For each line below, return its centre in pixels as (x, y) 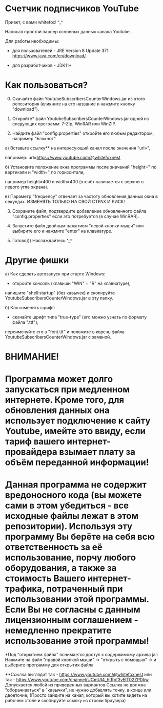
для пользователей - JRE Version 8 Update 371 (60, 50)
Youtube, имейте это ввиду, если (75, 431)
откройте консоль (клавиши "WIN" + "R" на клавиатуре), (71, 283)
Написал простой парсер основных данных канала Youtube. (68, 31)
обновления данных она (57, 410)
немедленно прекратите (58, 631)
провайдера (31, 452)
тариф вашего (35, 442)
